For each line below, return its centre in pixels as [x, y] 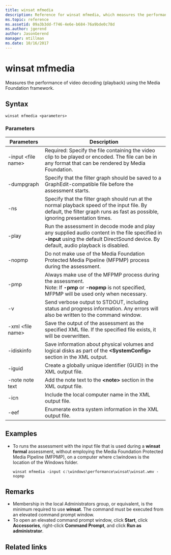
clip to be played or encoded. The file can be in [101, 157]
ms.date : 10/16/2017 [27, 43]
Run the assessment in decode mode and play [100, 226]
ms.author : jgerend [26, 29]
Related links [26, 547]
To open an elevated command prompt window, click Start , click [80, 520]
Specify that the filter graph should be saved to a [103, 178]
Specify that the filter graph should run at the [99, 198]
